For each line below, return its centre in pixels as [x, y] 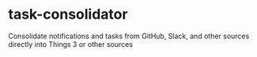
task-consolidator [68, 14]
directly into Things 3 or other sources [70, 44]
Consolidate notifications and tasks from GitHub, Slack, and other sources [129, 36]
